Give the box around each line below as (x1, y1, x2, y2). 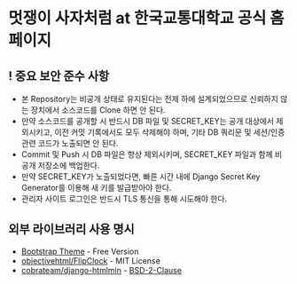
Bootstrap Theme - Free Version (20, 246, 139, 256)
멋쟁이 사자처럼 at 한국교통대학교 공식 (8, 8, 267, 28)
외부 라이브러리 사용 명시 (8, 222, 135, 237)
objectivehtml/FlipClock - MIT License (20, 255, 160, 266)
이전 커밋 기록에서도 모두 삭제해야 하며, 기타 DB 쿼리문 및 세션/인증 (54, 127, 285, 138)
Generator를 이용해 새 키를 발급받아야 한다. (20, 183, 172, 193)
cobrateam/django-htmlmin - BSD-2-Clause (20, 264, 183, 275)
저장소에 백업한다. (37, 161, 100, 170)
